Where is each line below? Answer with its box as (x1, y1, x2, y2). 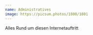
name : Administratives (5, 7, 51, 12)
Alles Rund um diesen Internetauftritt (5, 25, 79, 31)
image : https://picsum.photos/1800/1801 (5, 12, 89, 17)
